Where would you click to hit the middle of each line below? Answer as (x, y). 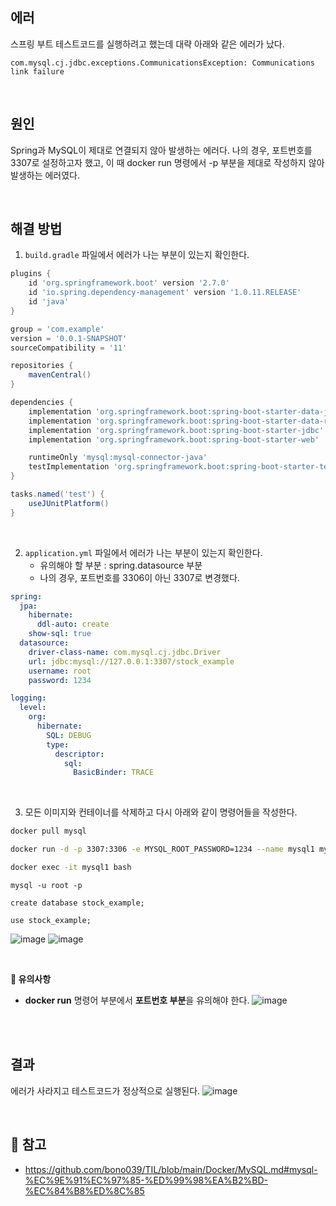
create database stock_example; (77, 903)
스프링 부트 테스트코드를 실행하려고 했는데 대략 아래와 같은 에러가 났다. (147, 44)
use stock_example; (51, 920)
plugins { (31, 274)
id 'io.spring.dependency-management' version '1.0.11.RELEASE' (165, 293)
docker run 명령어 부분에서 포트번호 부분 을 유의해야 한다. (137, 1000)
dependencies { (42, 403)
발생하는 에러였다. (45, 175)
